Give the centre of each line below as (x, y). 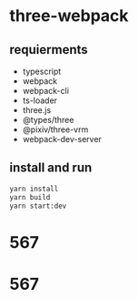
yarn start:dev (38, 206)
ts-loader (39, 100)
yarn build (30, 197)
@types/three (48, 120)
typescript (42, 71)
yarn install (34, 189)
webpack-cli (46, 91)
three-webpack (69, 16)
